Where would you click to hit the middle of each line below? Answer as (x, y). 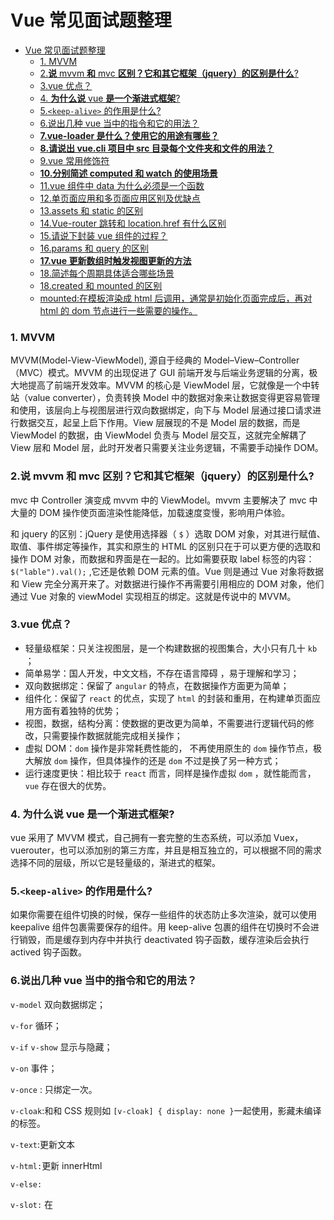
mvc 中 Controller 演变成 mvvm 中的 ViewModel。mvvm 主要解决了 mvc (158, 500)
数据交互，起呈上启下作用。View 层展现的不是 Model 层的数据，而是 (159, 423)
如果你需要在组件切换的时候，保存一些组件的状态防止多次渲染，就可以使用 (163, 915)
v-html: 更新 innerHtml (56, 1165)
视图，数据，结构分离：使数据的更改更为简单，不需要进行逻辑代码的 (165, 723)
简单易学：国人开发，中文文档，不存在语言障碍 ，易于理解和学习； (162, 673)
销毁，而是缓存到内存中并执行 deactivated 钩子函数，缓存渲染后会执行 (164, 940)
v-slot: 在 (32, 1204)
